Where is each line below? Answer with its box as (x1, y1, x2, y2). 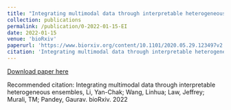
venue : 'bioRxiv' (7, 36, 57, 43)
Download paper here (7, 67, 69, 76)
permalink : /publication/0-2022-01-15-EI (7, 23, 128, 30)
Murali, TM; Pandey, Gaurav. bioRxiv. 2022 (7, 95, 129, 103)
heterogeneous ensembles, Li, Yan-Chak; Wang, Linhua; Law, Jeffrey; (7, 87, 205, 96)
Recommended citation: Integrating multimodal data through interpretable (7, 80, 216, 89)
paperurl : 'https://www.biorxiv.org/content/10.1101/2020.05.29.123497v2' (7, 42, 226, 49)
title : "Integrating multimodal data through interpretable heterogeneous (7, 10, 226, 17)
